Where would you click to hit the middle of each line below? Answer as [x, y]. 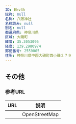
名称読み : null [19, 23]
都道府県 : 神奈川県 [22, 32]
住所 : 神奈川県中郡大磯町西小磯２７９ [38, 55]
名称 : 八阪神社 [18, 19]
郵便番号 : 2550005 [23, 51]
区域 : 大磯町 [16, 37]
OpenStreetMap [40, 115]
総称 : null [15, 14]
